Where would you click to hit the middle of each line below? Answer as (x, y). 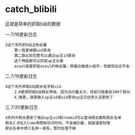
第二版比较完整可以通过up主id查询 (45, 55)
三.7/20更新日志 (22, 107)
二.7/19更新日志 (21, 76)
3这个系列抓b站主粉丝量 (26, 45)
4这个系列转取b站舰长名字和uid (33, 86)
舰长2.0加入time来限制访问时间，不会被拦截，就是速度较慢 (58, 123)
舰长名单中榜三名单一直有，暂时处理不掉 (40, 128)
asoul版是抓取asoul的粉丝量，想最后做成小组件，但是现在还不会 (72, 66)
